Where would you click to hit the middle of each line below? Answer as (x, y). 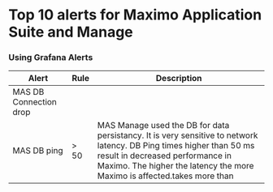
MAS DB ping (38, 151)
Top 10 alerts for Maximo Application (135, 15)
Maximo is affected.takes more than (165, 176)
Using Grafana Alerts (51, 58)
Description (179, 79)
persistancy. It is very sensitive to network (178, 135)
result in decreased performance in (164, 156)
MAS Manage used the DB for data (163, 126)
